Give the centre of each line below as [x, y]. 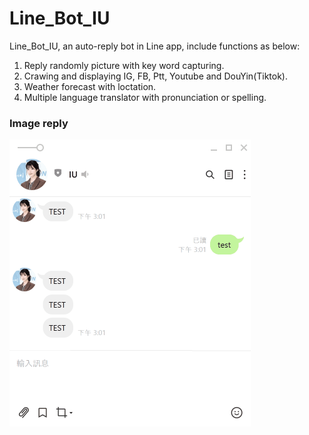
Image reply [39, 123]
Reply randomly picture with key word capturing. [124, 65]
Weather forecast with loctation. [90, 86]
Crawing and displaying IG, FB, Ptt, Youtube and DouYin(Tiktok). [156, 76]
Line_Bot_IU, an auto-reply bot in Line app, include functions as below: [155, 46]
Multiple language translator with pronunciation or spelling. [145, 97]
